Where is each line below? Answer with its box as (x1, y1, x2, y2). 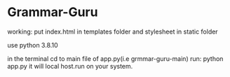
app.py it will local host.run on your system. (7, 62, 133, 70)
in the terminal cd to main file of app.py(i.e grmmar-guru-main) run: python (7, 54, 224, 63)
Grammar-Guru (7, 4, 98, 20)
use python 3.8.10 (7, 41, 58, 49)
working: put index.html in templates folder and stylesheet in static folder (7, 27, 219, 36)
